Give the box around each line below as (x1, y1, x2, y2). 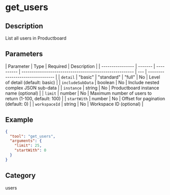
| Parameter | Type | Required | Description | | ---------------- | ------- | (5, 63, 156, 69)
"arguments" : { (10, 138, 42, 143)
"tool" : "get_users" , (10, 134, 56, 139)
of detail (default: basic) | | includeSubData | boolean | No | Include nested (5, 79, 160, 85)
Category (5, 171, 36, 180)
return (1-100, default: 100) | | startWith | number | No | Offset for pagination (5, 95, 165, 101)
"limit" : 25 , (14, 143, 42, 148)
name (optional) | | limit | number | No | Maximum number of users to (5, 90, 152, 96)
